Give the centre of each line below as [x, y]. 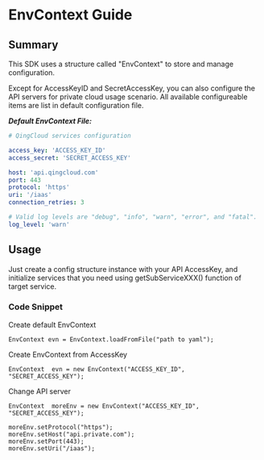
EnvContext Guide [70, 15]
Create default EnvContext [52, 324]
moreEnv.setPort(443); [46, 441]
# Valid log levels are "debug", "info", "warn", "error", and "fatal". [133, 217]
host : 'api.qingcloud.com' [54, 172]
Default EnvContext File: [50, 121]
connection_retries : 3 [46, 203]
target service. [33, 286]
